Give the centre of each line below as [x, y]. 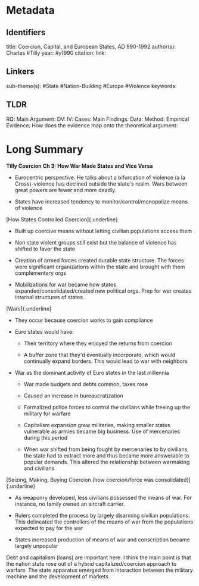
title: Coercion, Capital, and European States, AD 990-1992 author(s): [91, 46]
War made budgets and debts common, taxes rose [86, 384]
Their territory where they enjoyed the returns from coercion [98, 343]
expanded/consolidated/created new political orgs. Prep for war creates [103, 291]
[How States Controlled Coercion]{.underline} [62, 219]
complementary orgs [41, 273]
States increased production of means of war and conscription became [102, 540]
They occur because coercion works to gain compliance [84, 320]
